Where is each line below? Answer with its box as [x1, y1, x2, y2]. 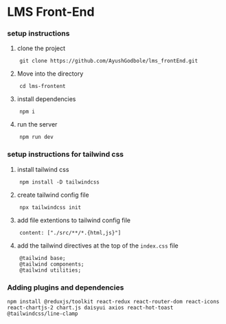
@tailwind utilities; [19, 266, 81, 274]
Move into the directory [16, 69, 84, 78]
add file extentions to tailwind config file [16, 216, 131, 224]
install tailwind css [16, 165, 69, 173]
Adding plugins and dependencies [7, 283, 124, 292]
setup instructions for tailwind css [7, 149, 124, 159]
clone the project [16, 44, 66, 52]
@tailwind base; [19, 255, 67, 261]
